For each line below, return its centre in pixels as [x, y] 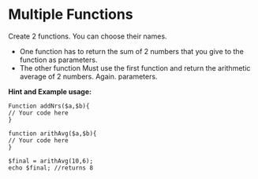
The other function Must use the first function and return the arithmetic [135, 68]
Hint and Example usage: [50, 91]
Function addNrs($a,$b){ [49, 106]
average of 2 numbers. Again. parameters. [88, 76]
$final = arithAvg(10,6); [50, 161]
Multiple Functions [71, 15]
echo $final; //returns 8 [50, 168]
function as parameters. [58, 60]
